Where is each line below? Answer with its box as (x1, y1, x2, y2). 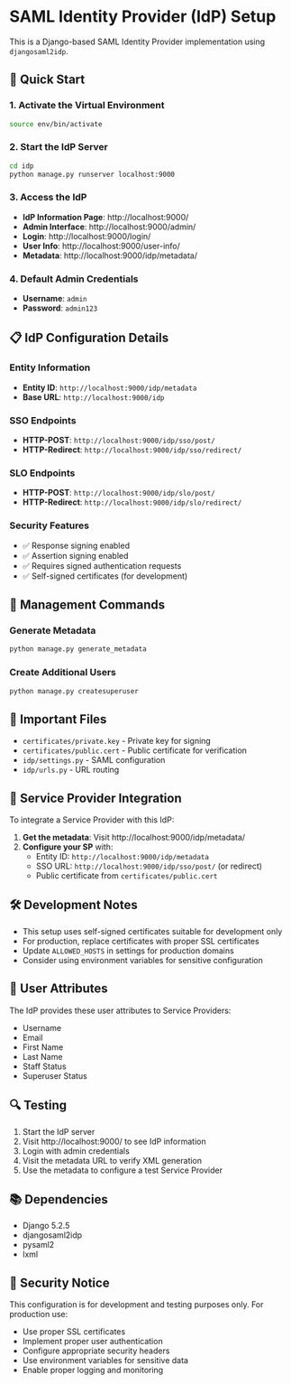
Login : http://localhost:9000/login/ (22, 230, 151, 241)
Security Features (9, 519, 90, 532)
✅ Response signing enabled (22, 540, 131, 551)
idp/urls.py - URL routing (22, 765, 120, 776)
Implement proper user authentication (22, 1336, 164, 1347)
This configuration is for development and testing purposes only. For (9, 1299, 264, 1310)
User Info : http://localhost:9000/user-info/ (22, 240, 180, 251)
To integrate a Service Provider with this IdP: (9, 814, 175, 825)
